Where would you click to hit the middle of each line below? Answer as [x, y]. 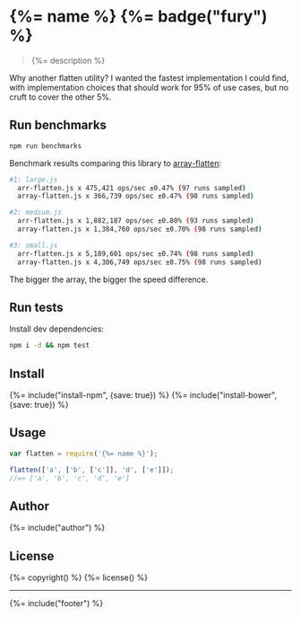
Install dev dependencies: [57, 329]
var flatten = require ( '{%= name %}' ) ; [84, 454]
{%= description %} [68, 60]
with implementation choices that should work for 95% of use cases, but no [149, 87]
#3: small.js [34, 245]
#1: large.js [34, 180]
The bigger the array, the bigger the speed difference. [109, 279]
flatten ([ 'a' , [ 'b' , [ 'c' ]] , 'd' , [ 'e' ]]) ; [92, 470]
